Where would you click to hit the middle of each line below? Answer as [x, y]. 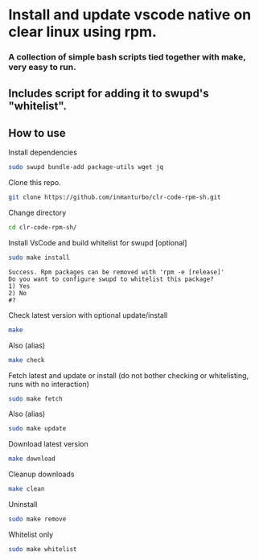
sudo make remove [37, 519]
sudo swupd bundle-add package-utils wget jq [86, 167]
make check [27, 360]
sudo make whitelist [43, 549]
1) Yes [19, 286]
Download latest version [48, 444]
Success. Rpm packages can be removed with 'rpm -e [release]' [117, 272]
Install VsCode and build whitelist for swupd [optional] [98, 242]
